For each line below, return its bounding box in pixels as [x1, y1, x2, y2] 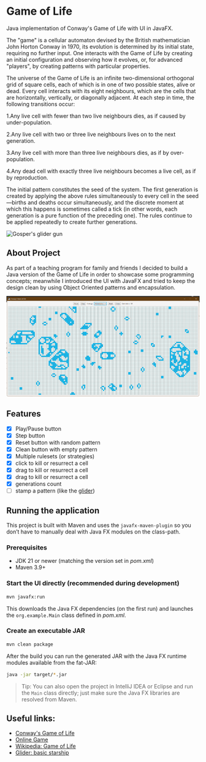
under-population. [6, 118, 52, 126]
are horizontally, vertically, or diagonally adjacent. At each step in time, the [6, 94, 195, 101]
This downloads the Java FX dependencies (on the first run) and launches [6, 605, 194, 612]
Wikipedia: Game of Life [15, 742, 77, 750]
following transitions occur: [6, 100, 75, 108]
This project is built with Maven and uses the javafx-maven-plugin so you [6, 522, 191, 529]
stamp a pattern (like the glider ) [15, 487, 95, 494]
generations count [15, 480, 62, 488]
